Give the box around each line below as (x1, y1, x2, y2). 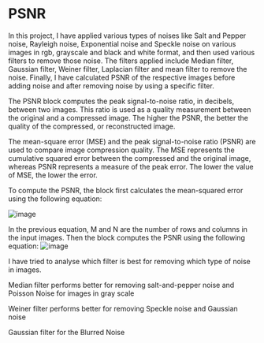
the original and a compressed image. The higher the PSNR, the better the (8, 113, 248, 122)
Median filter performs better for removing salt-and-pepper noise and (8, 280, 235, 289)
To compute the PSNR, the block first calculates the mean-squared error (8, 185, 244, 195)
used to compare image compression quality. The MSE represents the (8, 145, 235, 155)
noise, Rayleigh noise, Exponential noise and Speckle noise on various (8, 39, 236, 48)
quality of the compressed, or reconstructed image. (8, 121, 176, 131)
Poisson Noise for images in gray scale (8, 289, 135, 298)
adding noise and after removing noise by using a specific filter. (8, 80, 214, 91)
